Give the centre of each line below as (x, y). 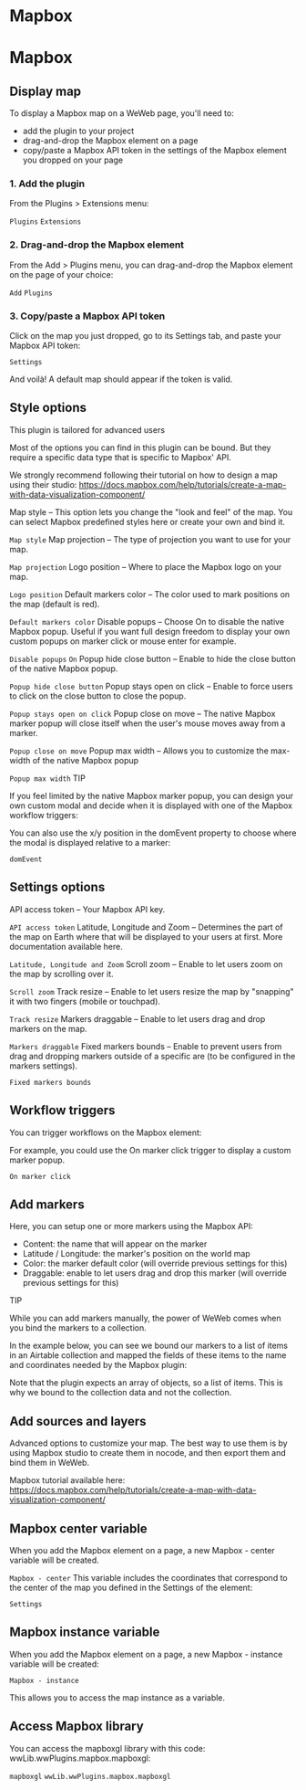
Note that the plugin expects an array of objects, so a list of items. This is (147, 1383)
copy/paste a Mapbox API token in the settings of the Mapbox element (154, 151)
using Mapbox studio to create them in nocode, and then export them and (148, 1453)
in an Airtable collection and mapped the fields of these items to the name (148, 1355)
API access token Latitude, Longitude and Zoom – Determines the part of (147, 927)
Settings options (57, 887)
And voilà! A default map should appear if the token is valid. (121, 379)
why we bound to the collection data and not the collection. (121, 1393)
